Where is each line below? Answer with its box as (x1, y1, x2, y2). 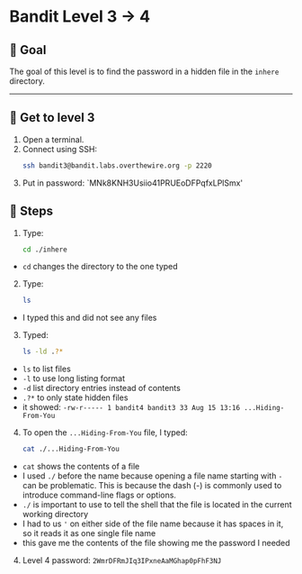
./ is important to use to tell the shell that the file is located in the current (22, 499, 292, 510)
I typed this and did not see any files (22, 313, 157, 323)
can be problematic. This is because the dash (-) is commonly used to (22, 480, 282, 490)
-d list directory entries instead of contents (22, 383, 182, 394)
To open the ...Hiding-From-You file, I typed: (22, 427, 189, 438)
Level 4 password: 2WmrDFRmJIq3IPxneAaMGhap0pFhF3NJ (22, 555, 222, 565)
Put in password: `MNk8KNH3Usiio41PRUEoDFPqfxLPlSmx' (22, 178, 244, 188)
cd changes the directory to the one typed (22, 261, 178, 272)
